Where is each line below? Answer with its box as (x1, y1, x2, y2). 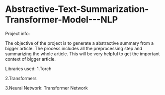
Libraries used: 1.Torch (5, 66, 52, 72)
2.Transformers (5, 75, 37, 81)
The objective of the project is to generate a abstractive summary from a (5, 40, 154, 46)
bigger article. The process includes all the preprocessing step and (5, 45, 143, 51)
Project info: (5, 30, 30, 36)
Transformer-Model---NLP (5, 14, 118, 25)
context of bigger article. (5, 56, 56, 62)
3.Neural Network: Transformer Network (5, 85, 88, 91)
